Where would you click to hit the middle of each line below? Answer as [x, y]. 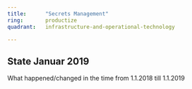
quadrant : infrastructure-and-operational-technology [91, 27]
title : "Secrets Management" [58, 14]
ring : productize [42, 20]
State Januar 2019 [48, 61]
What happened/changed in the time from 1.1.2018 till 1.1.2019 [96, 78]
